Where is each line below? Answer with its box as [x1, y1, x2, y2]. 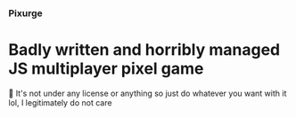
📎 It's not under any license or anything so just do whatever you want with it [8, 88, 287, 98]
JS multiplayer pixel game [8, 58, 204, 79]
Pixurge [8, 7, 44, 19]
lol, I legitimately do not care [8, 97, 112, 108]
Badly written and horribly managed [8, 40, 281, 60]
